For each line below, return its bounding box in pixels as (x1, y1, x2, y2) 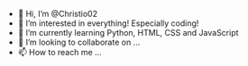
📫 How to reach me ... (17, 47, 102, 57)
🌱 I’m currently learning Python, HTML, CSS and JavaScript (17, 28, 239, 37)
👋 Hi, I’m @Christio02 (17, 9, 97, 19)
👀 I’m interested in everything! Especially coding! (17, 18, 199, 29)
